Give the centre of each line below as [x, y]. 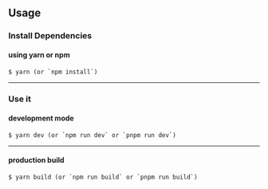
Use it [20, 99]
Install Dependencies [50, 36]
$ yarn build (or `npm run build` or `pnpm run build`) [103, 177]
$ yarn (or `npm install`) [53, 72]
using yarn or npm [39, 54]
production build [37, 160]
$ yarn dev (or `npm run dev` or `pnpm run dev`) [93, 135]
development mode [41, 118]
